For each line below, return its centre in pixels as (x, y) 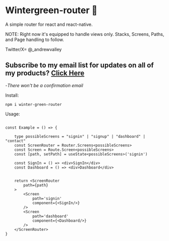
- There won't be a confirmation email (44, 85)
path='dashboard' (50, 216)
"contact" (16, 141)
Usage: (13, 114)
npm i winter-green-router (34, 104)
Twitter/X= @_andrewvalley (34, 49)
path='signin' (47, 198)
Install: (12, 95)
